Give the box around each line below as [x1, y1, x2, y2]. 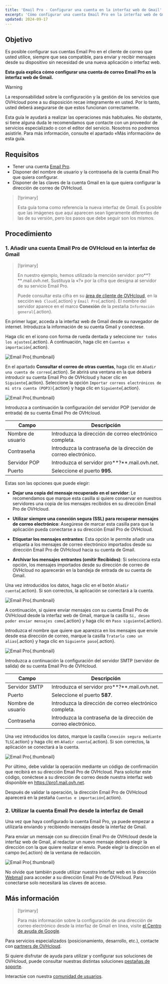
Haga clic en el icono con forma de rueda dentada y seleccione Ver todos [5, 333, 157, 339]
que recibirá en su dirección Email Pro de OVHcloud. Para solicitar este [5, 768, 151, 774]
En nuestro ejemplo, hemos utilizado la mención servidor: [17, 272, 136, 278]
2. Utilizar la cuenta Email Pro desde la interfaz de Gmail [5, 807, 143, 814]
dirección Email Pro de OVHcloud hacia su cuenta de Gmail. [12, 546, 136, 553]
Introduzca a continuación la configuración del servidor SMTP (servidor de [5, 657, 159, 663]
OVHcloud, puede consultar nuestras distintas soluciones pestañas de [5, 958, 150, 964]
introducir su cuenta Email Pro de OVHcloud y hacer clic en [5, 374, 127, 380]
